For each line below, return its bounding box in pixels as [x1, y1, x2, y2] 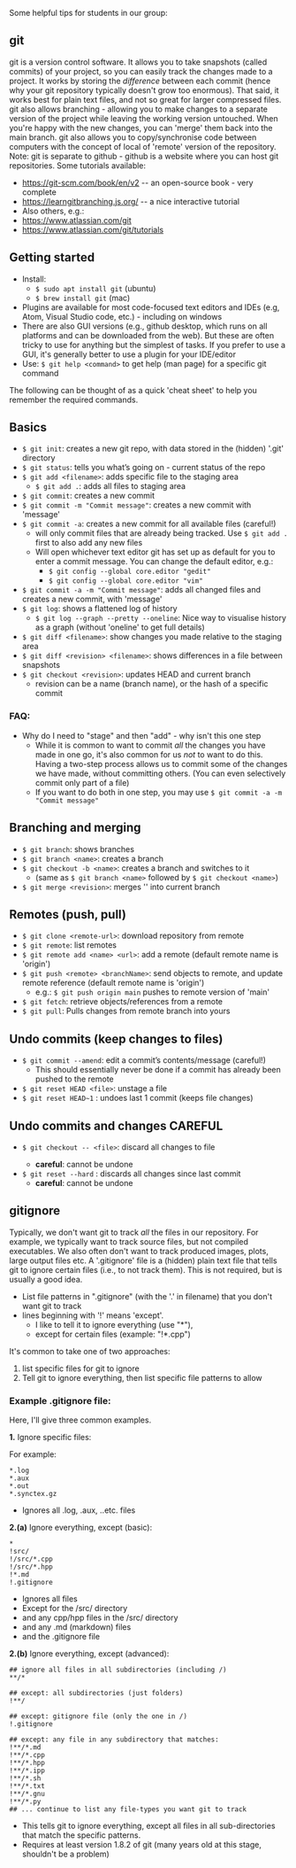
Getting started [9, 250, 95, 265]
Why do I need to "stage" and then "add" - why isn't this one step [21, 730, 262, 740]
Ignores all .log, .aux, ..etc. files [21, 1505, 136, 1515]
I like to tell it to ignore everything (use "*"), [34, 1319, 194, 1329]
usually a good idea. [9, 1274, 83, 1284]
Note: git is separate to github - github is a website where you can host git [9, 151, 279, 161]
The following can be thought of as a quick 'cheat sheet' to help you [9, 384, 258, 395]
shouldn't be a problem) [21, 1849, 110, 1859]
